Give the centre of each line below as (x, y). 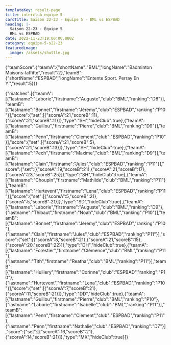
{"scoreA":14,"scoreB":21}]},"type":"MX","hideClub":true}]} (67, 337)
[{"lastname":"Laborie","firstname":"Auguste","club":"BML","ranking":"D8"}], (85, 99)
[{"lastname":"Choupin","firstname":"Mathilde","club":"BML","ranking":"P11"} (86, 180)
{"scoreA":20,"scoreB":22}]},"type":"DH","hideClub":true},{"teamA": (77, 245)
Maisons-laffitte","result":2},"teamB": (44, 72)
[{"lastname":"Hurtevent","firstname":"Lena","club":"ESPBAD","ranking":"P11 (86, 191)
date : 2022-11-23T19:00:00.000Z (40, 39)
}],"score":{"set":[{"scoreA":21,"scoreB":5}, (51, 142)
